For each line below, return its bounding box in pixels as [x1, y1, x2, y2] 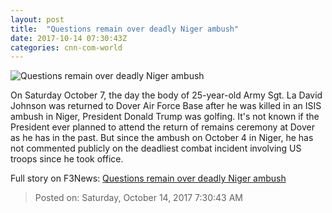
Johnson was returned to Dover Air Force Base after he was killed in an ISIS [10, 100, 322, 112]
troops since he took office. [10, 153, 124, 165]
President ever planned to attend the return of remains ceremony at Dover [10, 121, 316, 133]
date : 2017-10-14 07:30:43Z [10, 33, 128, 43]
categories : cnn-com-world [10, 42, 123, 53]
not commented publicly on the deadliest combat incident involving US [10, 142, 302, 155]
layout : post [10, 14, 65, 25]
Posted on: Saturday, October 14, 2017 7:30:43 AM [34, 192, 243, 204]
